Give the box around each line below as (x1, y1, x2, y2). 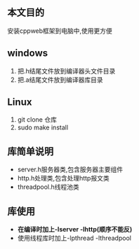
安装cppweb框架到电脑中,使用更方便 (7, 27, 112, 35)
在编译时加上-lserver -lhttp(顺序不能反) (17, 225, 133, 234)
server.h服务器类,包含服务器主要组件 (17, 165, 124, 173)
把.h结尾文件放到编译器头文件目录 (17, 66, 116, 75)
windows (7, 48, 48, 59)
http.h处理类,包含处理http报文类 (17, 174, 110, 183)
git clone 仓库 (17, 115, 58, 124)
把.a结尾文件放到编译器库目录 (17, 76, 103, 84)
